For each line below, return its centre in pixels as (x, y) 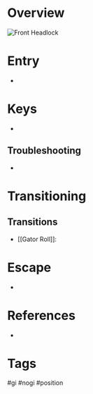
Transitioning (47, 196)
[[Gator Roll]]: (37, 239)
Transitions (33, 222)
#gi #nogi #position (35, 383)
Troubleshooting (44, 150)
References (41, 315)
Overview (36, 13)
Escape (29, 267)
